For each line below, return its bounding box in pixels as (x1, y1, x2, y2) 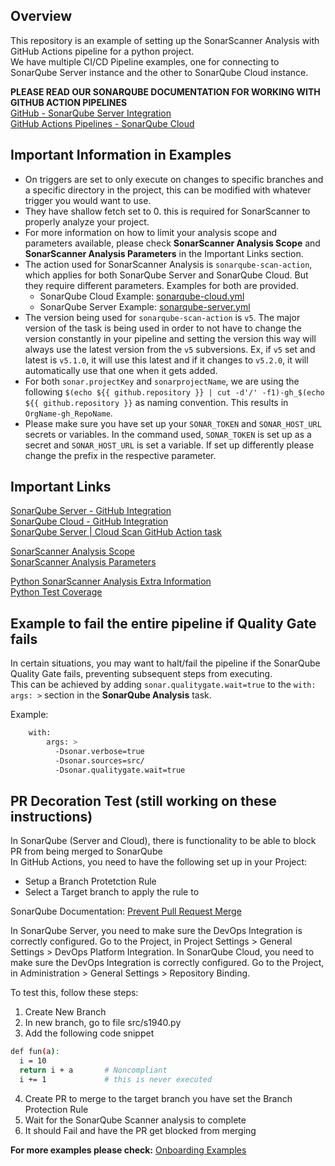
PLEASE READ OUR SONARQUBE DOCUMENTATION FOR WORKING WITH (10, 85, 321, 98)
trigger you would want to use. (24, 194, 152, 206)
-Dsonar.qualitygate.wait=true (54, 765, 186, 775)
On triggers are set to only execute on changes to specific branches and (24, 173, 324, 185)
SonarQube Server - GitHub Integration (10, 505, 172, 517)
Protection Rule (24, 1103, 89, 1115)
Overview (10, 8, 73, 25)
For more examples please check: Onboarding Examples (10, 1144, 247, 1156)
